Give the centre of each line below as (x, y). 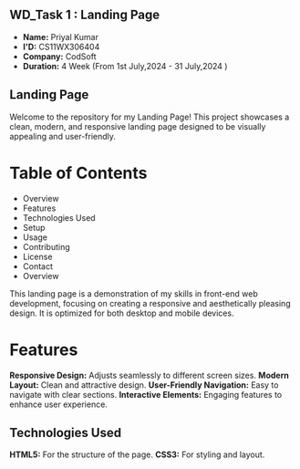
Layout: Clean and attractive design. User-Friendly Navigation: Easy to (144, 385)
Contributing (46, 246)
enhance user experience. (58, 404)
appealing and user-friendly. (63, 136)
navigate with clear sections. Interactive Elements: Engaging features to (146, 394)
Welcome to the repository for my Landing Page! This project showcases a (150, 117)
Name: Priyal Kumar (60, 36)
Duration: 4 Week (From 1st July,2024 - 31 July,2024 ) (125, 66)
